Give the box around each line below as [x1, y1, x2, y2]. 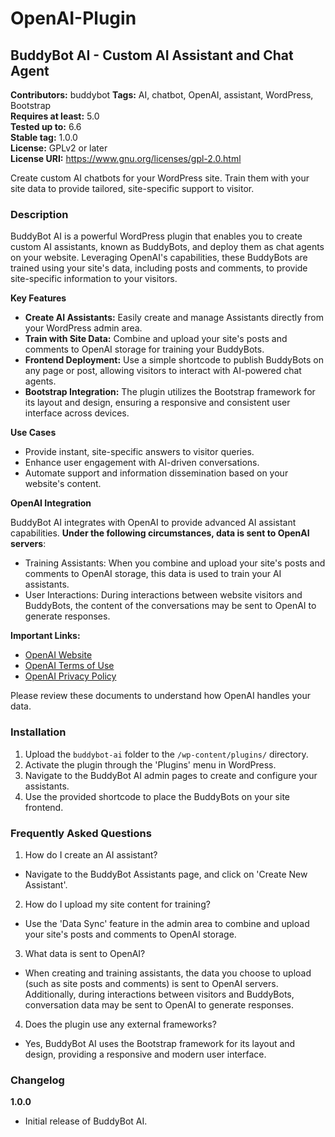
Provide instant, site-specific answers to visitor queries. [24, 446, 255, 458]
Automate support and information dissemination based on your [24, 467, 289, 479]
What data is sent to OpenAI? [24, 947, 146, 959]
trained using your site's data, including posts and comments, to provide [10, 262, 308, 274]
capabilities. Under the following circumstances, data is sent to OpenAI [10, 527, 310, 539]
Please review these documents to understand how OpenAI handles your [10, 690, 311, 702]
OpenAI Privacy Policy [24, 670, 117, 682]
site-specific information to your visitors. [10, 273, 178, 285]
